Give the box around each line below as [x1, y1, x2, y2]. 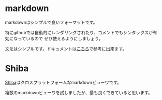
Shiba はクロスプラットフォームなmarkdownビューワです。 [5, 79, 122, 85]
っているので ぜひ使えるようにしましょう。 [17, 36, 103, 41]
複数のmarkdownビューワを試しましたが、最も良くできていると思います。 [5, 89, 153, 95]
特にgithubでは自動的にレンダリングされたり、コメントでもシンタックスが [5, 29, 153, 35]
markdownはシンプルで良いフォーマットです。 [5, 19, 98, 25]
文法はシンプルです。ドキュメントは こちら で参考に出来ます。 [5, 46, 127, 51]
